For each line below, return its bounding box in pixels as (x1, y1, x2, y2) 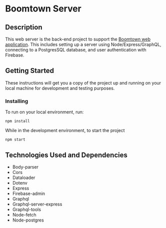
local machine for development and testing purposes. (5, 85, 115, 91)
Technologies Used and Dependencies (5, 150, 128, 159)
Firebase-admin (12, 190, 45, 196)
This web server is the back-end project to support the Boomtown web (5, 36, 151, 42)
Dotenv (12, 179, 27, 185)
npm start (5, 137, 26, 142)
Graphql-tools (12, 206, 41, 212)
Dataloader (12, 174, 36, 180)
